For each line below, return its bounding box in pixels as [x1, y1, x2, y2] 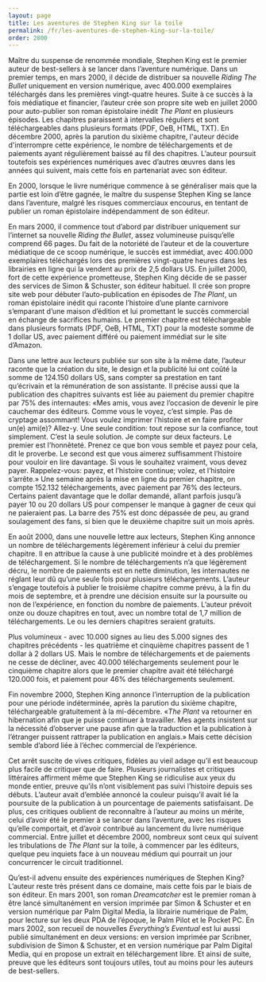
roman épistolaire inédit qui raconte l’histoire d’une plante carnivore [8, 298, 229, 307]
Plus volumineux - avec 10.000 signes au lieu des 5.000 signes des [8, 632, 228, 642]
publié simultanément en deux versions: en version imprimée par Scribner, [8, 933, 252, 942]
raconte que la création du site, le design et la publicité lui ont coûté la [8, 364, 237, 374]
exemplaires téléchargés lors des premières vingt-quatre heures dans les [8, 256, 248, 265]
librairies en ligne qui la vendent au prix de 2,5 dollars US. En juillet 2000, [8, 264, 248, 274]
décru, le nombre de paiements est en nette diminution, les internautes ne [8, 566, 250, 576]
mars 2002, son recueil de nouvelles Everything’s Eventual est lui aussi [8, 924, 241, 933]
